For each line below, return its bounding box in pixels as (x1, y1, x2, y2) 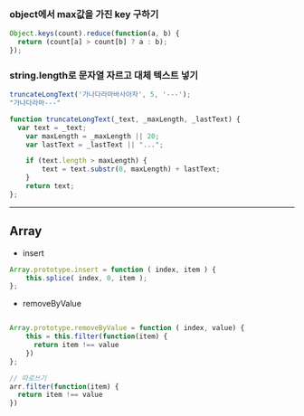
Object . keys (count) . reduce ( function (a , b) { (9, 29, 180, 38)
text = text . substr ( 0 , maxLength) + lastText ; (42, 165, 221, 174)
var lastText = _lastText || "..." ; (25, 140, 165, 149)
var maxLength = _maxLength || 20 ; (25, 131, 160, 141)
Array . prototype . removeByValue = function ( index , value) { (9, 324, 245, 333)
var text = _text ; (17, 123, 88, 132)
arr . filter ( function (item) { (9, 382, 119, 391)
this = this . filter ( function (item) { (25, 332, 168, 341)
